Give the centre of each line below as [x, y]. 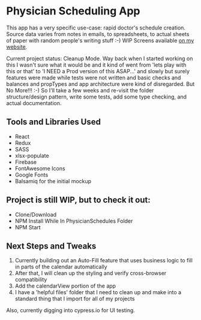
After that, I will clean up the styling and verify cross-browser [91, 273]
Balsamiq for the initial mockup [53, 181]
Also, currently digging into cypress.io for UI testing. [70, 310]
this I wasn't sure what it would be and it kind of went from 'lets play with [96, 65]
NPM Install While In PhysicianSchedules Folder [74, 221]
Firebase [26, 162]
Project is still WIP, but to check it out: [79, 200]
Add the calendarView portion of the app [65, 286]
